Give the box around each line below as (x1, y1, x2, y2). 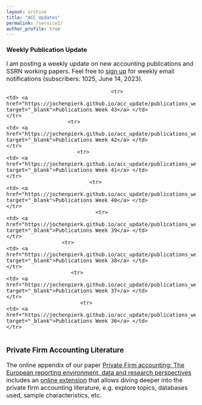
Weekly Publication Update (6, 46, 87, 54)
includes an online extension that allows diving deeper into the (6, 376, 183, 384)
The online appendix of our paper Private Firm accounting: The (6, 361, 185, 369)
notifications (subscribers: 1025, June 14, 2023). (6, 74, 143, 83)
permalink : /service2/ (6, 20, 63, 26)
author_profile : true (6, 25, 61, 32)
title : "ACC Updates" (6, 14, 61, 21)
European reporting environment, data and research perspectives (6, 369, 192, 377)
